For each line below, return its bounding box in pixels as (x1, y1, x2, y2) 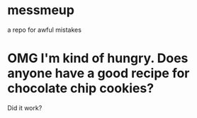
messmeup (7, 2, 74, 18)
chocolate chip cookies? (7, 81, 154, 97)
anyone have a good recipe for (7, 66, 190, 81)
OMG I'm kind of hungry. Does (7, 50, 188, 66)
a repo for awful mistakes (7, 25, 81, 34)
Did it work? (7, 103, 43, 112)
